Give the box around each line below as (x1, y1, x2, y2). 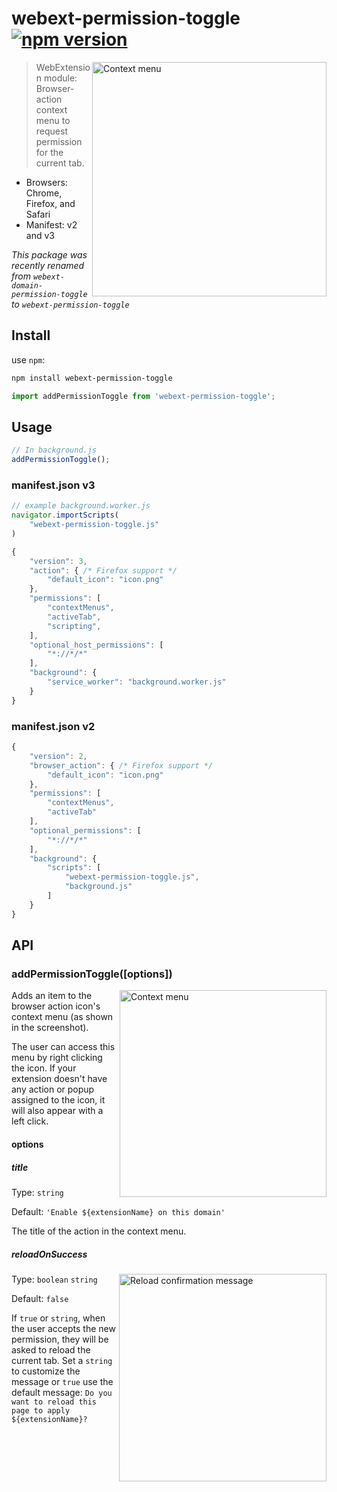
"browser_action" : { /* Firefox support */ (29, 760, 214, 771)
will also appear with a (11, 1105, 104, 1117)
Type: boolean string (11, 1273, 98, 1285)
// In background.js (11, 445, 98, 456)
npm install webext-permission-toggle (11, 373, 173, 383)
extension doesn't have (11, 1073, 108, 1085)
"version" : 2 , (29, 751, 88, 761)
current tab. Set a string (11, 1354, 113, 1366)
